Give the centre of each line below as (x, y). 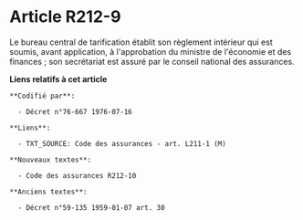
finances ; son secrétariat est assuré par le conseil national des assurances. (152, 61)
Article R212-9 (65, 17)
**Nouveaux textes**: (51, 160)
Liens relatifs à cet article (58, 79)
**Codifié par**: (42, 96)
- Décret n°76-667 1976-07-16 (75, 111)
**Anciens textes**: (49, 192)
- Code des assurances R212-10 (77, 175)
